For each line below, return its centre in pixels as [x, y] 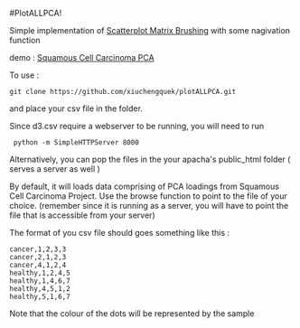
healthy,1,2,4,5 [40, 273]
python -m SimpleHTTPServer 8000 [76, 143]
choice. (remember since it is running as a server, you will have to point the [149, 206]
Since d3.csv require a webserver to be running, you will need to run [137, 126]
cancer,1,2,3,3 [38, 249]
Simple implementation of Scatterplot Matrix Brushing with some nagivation [150, 30]
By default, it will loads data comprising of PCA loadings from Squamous [145, 186]
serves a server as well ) [55, 169]
